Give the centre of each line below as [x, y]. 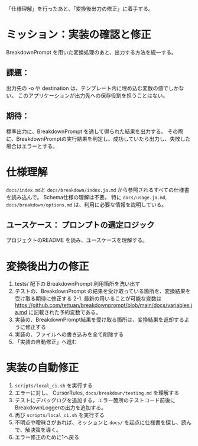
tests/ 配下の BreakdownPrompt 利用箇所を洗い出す [77, 284]
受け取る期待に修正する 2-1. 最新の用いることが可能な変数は [88, 299]
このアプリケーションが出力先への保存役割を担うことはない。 [93, 95]
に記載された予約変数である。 [65, 312]
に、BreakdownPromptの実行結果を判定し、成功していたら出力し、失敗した [98, 138]
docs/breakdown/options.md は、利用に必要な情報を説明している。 [87, 204]
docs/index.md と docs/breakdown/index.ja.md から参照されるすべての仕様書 [98, 190]
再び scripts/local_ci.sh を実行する [59, 415]
